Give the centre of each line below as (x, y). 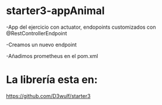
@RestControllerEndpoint (37, 33)
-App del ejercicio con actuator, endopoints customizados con (81, 27)
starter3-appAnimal (56, 11)
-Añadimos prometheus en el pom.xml (52, 56)
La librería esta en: (52, 80)
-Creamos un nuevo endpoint (42, 45)
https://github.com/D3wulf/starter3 (48, 96)
